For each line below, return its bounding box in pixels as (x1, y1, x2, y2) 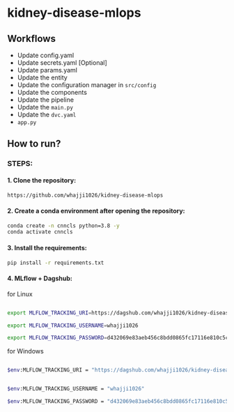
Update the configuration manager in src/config (17, 81, 157, 89)
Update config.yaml (17, 51, 75, 59)
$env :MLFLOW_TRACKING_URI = (7, 367, 89, 374)
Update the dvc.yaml (17, 110, 77, 119)
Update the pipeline (17, 96, 75, 104)
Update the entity (17, 73, 68, 82)
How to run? (7, 138, 61, 150)
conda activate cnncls (7, 229, 73, 236)
